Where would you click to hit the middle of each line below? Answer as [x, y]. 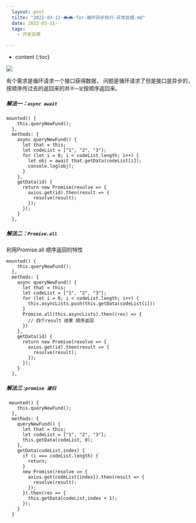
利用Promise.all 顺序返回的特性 [45, 250]
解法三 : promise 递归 [31, 388]
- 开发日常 [29, 35]
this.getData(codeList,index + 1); [73, 498]
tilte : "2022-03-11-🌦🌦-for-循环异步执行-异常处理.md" [79, 18]
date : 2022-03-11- [35, 23]
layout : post [28, 12]
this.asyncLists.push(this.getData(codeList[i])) [92, 304]
